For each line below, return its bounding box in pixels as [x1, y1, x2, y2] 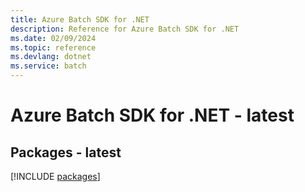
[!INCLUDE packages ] [10, 171, 101, 182]
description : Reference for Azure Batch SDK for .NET [10, 24, 240, 34]
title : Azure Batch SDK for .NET [10, 14, 150, 25]
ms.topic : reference [10, 42, 97, 53]
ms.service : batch [10, 61, 87, 71]
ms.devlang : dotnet [10, 52, 92, 62]
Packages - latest [10, 144, 122, 161]
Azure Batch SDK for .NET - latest [10, 104, 295, 127]
